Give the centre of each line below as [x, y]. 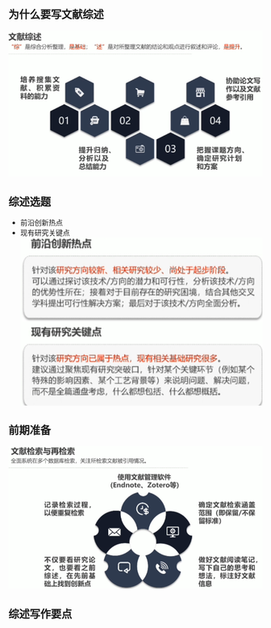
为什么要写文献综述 [56, 15]
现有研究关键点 [45, 233]
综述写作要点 [40, 614]
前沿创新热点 [41, 223]
